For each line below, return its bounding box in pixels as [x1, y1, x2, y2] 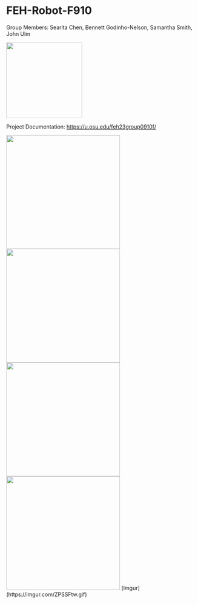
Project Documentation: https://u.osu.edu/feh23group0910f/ [6, 122, 156, 130]
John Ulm [6, 30, 30, 37]
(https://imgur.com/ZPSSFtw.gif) [6, 591, 87, 598]
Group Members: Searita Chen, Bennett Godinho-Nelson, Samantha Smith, [6, 24, 193, 31]
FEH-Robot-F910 [6, 4, 92, 18]
